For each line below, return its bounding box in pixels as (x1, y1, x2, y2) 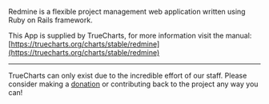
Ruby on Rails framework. (8, 15, 94, 25)
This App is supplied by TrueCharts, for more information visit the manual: (8, 31, 252, 40)
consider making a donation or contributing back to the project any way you (8, 79, 259, 89)
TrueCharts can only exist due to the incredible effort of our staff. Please (8, 71, 247, 80)
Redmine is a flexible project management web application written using (8, 7, 246, 16)
